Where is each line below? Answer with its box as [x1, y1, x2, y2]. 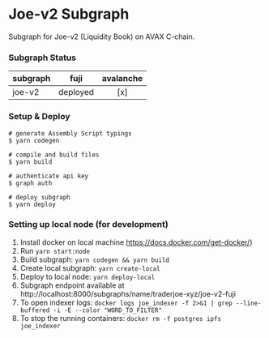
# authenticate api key [8, 172, 89, 180]
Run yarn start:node [19, 246, 91, 255]
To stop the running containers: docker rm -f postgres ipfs [19, 313, 221, 323]
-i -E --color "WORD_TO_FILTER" [53, 306, 162, 314]
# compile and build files [8, 151, 100, 159]
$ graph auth [8, 179, 53, 187]
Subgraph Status [8, 52, 77, 63]
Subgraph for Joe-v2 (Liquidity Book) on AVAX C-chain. [8, 32, 195, 41]
